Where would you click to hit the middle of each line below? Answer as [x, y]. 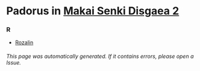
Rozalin [24, 42]
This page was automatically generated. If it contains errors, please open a [100, 56]
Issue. [14, 63]
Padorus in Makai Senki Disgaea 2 [93, 11]
